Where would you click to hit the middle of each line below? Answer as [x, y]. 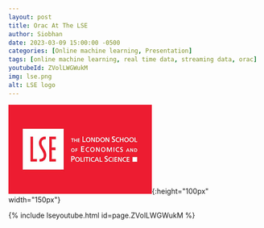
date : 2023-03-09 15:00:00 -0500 [64, 43]
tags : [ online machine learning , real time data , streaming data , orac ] [133, 60]
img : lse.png [30, 77]
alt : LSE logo [32, 85]
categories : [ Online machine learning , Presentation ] [101, 51]
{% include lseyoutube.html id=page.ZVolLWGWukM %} [102, 215]
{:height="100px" [180, 191]
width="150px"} [35, 199]
